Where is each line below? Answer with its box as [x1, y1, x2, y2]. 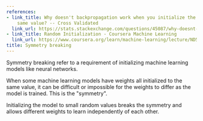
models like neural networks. [6, 65, 78, 72]
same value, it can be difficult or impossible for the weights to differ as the [6, 83, 192, 90]
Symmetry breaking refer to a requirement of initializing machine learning [6, 58, 188, 66]
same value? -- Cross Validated [17, 20, 98, 26]
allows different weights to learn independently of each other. [6, 108, 159, 115]
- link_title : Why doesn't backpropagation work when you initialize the [6, 14, 196, 20]
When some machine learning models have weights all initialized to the [6, 76, 182, 84]
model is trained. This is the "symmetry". [6, 90, 108, 97]
